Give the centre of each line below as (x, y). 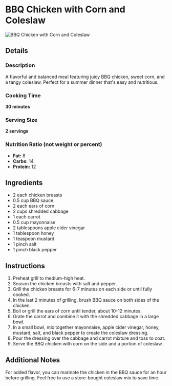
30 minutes (18, 106)
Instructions (25, 266)
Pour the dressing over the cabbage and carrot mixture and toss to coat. (89, 338)
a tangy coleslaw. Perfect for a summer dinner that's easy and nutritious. (82, 82)
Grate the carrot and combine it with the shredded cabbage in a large (86, 317)
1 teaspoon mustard (34, 239)
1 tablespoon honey (33, 233)
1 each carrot (27, 217)
